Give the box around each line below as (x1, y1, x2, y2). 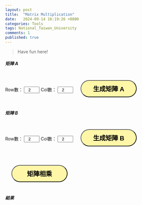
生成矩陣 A (93, 85, 125, 93)
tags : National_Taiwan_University (5, 26, 77, 31)
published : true (5, 35, 39, 40)
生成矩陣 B (93, 135, 125, 142)
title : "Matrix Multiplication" (5, 12, 75, 17)
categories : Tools (5, 21, 43, 26)
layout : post (5, 7, 32, 12)
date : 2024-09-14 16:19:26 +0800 (5, 16, 79, 21)
